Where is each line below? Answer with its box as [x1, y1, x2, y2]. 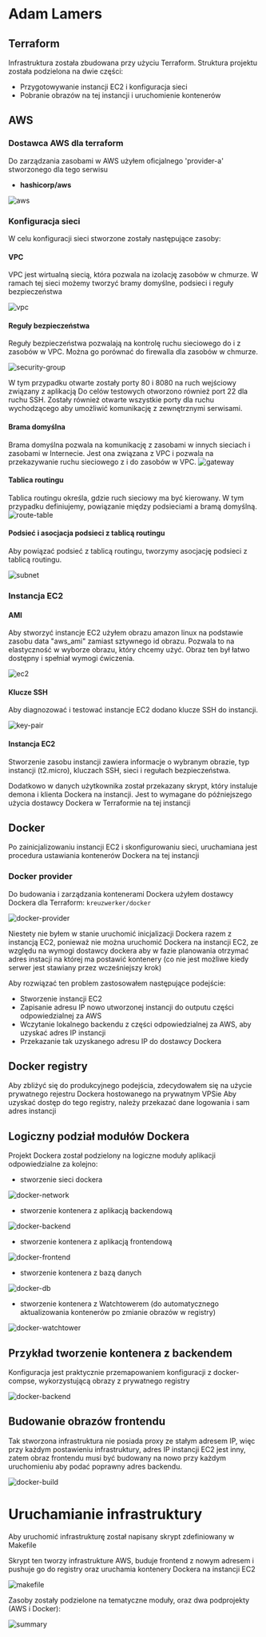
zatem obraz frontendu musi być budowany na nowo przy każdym [8, 1453, 226, 1462]
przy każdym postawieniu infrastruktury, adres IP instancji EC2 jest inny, [8, 1444, 246, 1454]
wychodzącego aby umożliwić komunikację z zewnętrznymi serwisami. [8, 404, 243, 413]
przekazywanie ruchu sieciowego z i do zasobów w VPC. [8, 457, 197, 466]
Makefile [8, 1540, 38, 1550]
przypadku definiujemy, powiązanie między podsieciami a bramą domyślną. [8, 502, 257, 511]
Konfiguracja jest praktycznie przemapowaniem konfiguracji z [8, 1368, 212, 1377]
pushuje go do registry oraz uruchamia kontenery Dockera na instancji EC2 [8, 1564, 256, 1574]
